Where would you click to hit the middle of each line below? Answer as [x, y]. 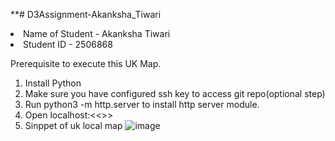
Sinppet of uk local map [73, 125]
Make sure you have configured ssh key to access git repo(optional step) [175, 93]
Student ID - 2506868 [68, 44]
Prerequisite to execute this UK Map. [86, 63]
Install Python [53, 83]
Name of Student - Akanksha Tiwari [97, 33]
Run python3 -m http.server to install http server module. [142, 104]
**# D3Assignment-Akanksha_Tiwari [86, 14]
